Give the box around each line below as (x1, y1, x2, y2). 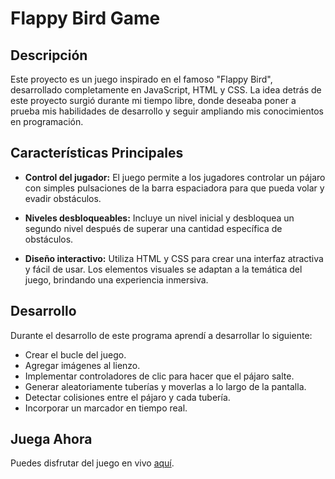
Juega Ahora (10, 431, 93, 448)
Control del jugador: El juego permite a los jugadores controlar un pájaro (24, 171, 326, 183)
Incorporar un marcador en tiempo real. (24, 402, 188, 414)
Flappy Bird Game (10, 7, 161, 30)
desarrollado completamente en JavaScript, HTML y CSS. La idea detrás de (10, 84, 322, 96)
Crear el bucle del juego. (24, 348, 127, 361)
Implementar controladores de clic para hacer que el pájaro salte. (24, 370, 295, 382)
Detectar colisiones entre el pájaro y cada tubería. (24, 391, 231, 403)
